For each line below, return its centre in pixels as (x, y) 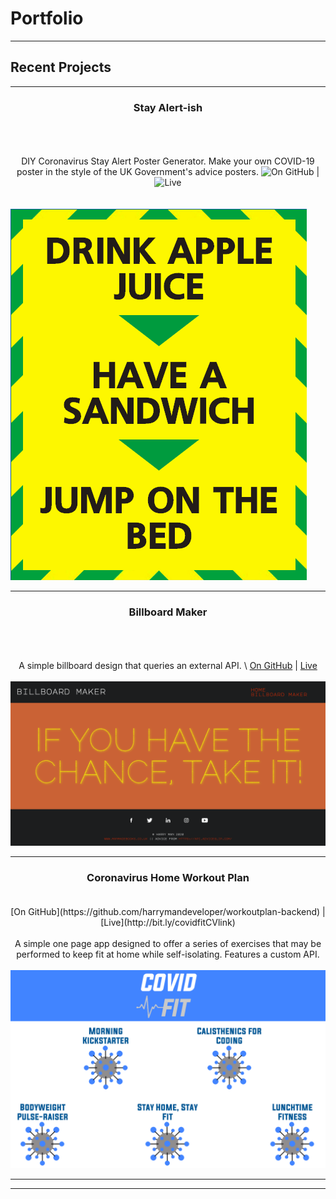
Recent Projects (61, 67)
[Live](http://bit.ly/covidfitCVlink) (168, 922)
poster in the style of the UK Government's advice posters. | (168, 172)
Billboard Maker (168, 612)
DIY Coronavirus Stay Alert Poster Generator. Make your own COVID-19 (168, 161)
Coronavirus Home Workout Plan (168, 877)
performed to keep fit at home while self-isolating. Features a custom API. (168, 954)
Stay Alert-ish (168, 107)
